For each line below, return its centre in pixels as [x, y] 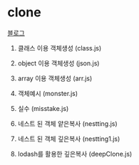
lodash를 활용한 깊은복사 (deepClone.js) [75, 154]
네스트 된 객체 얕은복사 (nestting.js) [67, 123]
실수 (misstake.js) [43, 108]
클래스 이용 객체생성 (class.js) [60, 48]
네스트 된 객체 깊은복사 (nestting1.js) [69, 139]
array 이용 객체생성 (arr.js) [55, 78]
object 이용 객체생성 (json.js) [58, 63]
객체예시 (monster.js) [48, 93]
